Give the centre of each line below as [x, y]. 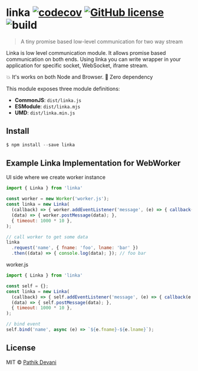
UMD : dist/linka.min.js [45, 113]
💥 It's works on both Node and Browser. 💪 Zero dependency [80, 77]
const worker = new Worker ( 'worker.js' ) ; [58, 199]
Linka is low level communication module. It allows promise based [86, 52]
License [21, 348]
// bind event [24, 324]
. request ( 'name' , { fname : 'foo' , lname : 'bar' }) [75, 248]
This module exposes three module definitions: [63, 88]
